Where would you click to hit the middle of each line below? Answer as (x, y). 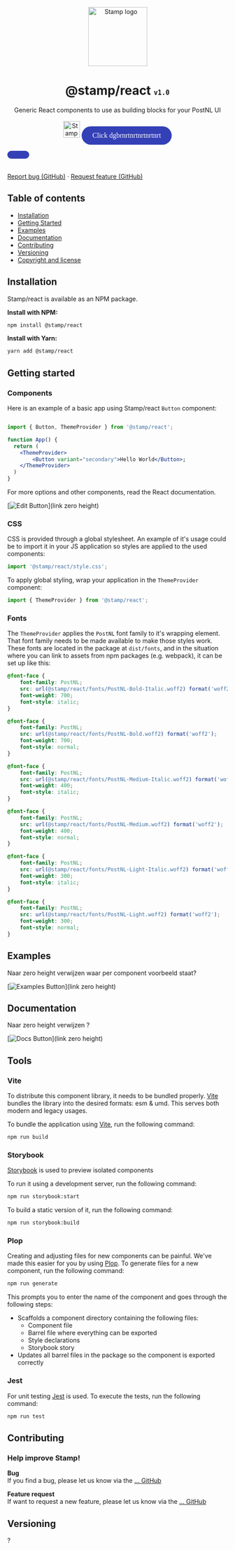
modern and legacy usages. (47, 1111)
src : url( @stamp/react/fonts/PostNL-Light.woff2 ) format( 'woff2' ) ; (120, 915)
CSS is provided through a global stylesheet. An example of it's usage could (117, 539)
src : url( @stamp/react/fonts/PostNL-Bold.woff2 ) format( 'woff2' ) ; (119, 734)
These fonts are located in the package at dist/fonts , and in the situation (113, 648)
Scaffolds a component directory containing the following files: (108, 1318)
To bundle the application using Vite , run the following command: (101, 1124)
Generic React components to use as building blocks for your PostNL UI (117, 110)
